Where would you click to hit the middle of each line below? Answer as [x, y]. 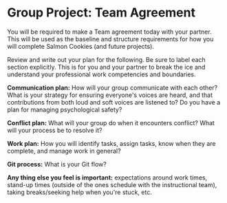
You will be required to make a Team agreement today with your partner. [109, 32]
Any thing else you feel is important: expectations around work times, [107, 178]
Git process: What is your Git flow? [57, 164]
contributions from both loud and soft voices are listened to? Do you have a [114, 102]
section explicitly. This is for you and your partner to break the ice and [106, 67]
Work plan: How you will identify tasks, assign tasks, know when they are [111, 143]
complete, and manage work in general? [64, 151]
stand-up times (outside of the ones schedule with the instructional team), [112, 184]
